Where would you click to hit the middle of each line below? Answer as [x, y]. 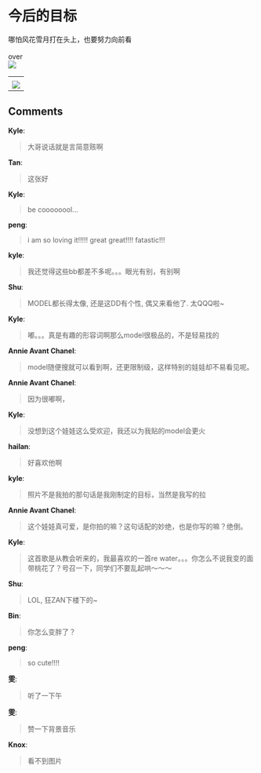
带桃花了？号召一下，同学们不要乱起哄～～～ [100, 568]
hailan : [20, 446]
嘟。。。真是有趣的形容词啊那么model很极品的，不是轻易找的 [123, 335]
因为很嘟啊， [48, 399]
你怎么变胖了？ [51, 632]
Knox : [18, 744]
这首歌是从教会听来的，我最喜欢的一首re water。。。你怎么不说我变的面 [140, 558]
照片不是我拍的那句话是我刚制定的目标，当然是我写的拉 [116, 494]
